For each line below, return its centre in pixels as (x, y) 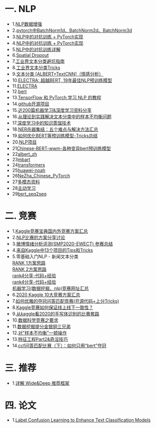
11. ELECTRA (25, 86)
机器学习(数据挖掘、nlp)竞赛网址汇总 (51, 288)
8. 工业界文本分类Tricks (36, 67)
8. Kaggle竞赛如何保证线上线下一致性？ (53, 307)
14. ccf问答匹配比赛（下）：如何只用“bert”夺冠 (59, 346)
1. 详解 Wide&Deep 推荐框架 (41, 383)
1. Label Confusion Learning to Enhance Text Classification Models (81, 420)
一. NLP (21, 9)
